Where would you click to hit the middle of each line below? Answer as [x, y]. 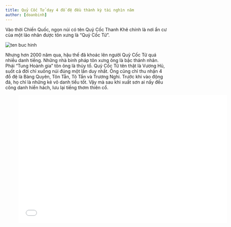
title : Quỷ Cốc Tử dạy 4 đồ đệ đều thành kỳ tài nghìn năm [70, 10]
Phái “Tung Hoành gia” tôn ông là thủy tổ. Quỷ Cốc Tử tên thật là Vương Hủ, [85, 66]
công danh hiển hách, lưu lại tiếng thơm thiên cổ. [57, 87]
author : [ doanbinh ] [26, 15]
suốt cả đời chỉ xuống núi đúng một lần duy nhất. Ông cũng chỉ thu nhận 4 [84, 71]
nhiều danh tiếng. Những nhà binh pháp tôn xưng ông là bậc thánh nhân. [82, 60]
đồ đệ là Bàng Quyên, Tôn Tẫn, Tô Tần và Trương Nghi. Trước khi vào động [84, 76]
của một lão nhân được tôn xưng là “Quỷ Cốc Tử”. [57, 35]
